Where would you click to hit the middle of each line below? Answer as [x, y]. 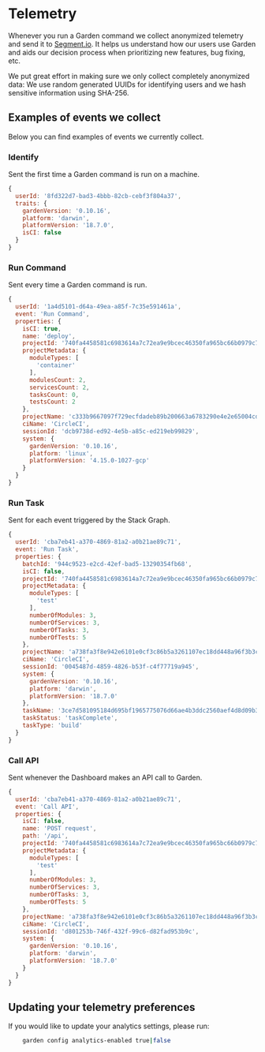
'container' [56, 365]
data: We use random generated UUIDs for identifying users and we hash [127, 84]
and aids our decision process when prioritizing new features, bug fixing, [127, 52]
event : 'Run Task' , [47, 549]
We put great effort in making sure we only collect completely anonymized [129, 76]
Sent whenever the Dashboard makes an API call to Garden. [105, 777]
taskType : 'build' [52, 726]
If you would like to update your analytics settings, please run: [109, 1026]
